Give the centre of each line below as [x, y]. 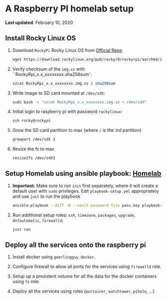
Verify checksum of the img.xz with [49, 69]
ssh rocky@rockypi [31, 121]
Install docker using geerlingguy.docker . [54, 257]
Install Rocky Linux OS [41, 38]
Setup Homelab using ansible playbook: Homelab [83, 173]
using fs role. [26, 282]
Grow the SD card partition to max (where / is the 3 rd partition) [77, 130]
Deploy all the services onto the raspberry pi [76, 245]
